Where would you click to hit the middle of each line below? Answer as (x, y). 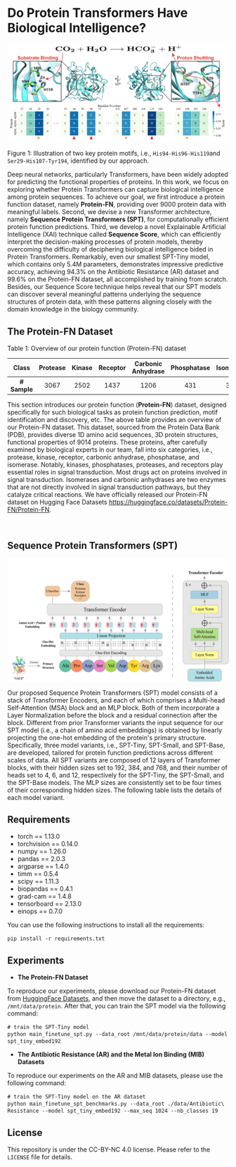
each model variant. (36, 797)
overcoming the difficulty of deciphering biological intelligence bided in (110, 249)
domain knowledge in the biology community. (73, 309)
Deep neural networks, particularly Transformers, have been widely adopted (118, 175)
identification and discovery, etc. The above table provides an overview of (114, 420)
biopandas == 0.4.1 (45, 889)
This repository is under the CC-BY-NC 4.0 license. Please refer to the (109, 1149)
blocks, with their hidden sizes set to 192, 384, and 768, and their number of (118, 767)
